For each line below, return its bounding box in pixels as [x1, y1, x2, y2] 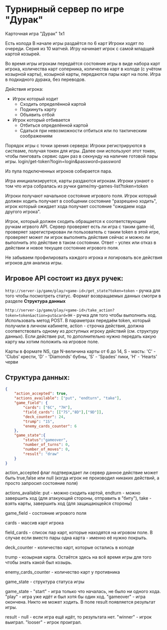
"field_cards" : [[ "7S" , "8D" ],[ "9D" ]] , [23, 410, 104, 415]
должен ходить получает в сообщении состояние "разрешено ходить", [5, 198, 157, 204]
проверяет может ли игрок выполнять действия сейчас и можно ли [5, 234, 151, 240]
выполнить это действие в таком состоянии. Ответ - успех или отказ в [5, 239, 157, 245]
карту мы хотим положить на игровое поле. [5, 338, 99, 345]
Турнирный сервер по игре [5, 3, 125, 15]
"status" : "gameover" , [23, 437, 68, 442]
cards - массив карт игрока [5, 520, 64, 526]
